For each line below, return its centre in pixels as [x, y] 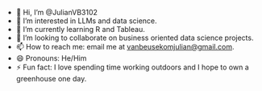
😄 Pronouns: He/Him [51, 58]
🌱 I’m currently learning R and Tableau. [80, 29]
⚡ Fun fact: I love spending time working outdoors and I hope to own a [133, 67]
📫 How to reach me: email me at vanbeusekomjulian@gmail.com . [125, 47]
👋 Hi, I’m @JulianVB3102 [57, 12]
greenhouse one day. [51, 79]
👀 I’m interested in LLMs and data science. [86, 21]
